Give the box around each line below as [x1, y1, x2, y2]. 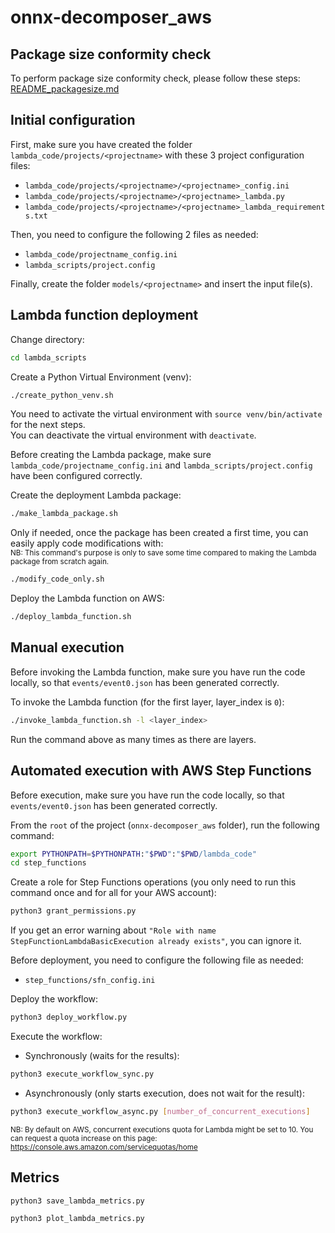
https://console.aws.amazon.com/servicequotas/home [10, 1142, 198, 1152]
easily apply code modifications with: [10, 537, 164, 550]
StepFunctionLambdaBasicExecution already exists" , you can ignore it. [10, 935, 302, 947]
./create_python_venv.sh [10, 390, 114, 400]
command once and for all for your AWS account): [10, 887, 217, 899]
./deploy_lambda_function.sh [10, 612, 132, 622]
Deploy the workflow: [10, 993, 99, 1005]
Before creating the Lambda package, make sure [10, 449, 212, 461]
